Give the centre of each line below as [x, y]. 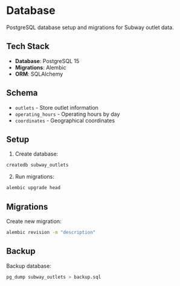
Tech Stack [28, 46]
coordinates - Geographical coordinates [65, 120]
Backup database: [29, 266]
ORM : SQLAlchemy [39, 74]
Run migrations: [34, 177]
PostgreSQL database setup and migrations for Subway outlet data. [90, 27]
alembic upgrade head [34, 188]
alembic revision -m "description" [51, 232]
